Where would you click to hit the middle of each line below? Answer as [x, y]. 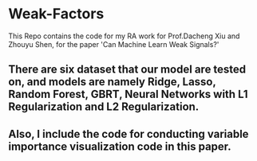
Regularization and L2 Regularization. [104, 107]
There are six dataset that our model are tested [127, 70]
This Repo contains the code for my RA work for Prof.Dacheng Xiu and [124, 36]
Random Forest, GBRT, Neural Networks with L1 [128, 94]
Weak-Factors [56, 14]
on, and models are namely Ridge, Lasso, [112, 82]
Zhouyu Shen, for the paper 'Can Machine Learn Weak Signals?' [114, 44]
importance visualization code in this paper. [120, 146]
